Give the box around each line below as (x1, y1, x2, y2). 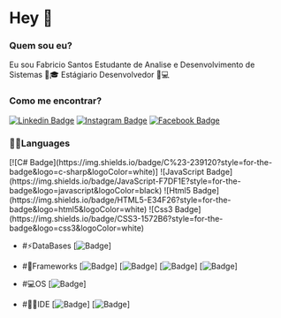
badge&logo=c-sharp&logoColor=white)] (9, 167, 159, 178)
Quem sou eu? (9, 40, 72, 52)
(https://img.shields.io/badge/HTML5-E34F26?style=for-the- (9, 194, 232, 206)
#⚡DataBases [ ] (21, 240, 112, 251)
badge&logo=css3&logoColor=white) (9, 223, 144, 233)
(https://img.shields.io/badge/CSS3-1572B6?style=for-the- (9, 214, 224, 224)
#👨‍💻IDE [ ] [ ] (21, 299, 131, 310)
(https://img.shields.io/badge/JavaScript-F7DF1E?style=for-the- (9, 176, 241, 186)
